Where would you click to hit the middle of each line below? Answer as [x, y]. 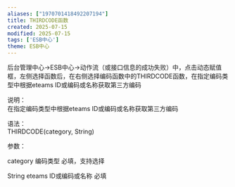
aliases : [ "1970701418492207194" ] [58, 14]
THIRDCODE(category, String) [51, 131]
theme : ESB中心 [28, 46]
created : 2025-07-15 [38, 27]
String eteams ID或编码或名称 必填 [57, 176]
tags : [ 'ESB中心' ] [33, 40]
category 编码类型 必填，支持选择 [56, 161]
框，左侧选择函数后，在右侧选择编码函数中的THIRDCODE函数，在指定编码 [115, 76]
